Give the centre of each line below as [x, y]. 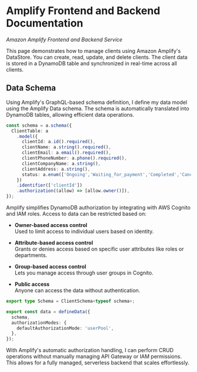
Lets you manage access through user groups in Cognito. [84, 273]
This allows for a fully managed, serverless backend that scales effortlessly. [98, 363]
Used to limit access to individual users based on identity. [84, 231]
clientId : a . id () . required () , [58, 142]
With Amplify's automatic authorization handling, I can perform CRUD [90, 350]
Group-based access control [50, 266]
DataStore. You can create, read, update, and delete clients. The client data [97, 57]
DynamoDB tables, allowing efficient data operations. [70, 114]
